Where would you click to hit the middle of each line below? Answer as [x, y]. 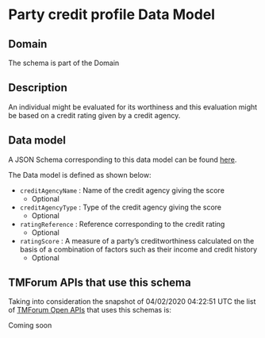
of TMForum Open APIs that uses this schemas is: [90, 310]
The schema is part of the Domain [64, 63]
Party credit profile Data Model [112, 15]
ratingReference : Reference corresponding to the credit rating [122, 224]
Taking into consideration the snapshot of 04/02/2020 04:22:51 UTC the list [132, 302]
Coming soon [30, 325]
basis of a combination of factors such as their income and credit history [138, 249]
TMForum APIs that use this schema [100, 283]
